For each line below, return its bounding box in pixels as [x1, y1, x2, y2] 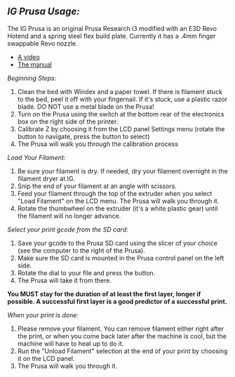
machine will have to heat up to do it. [17, 339, 124, 348]
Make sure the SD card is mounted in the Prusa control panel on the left [17, 253, 224, 262]
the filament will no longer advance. [17, 211, 121, 220]
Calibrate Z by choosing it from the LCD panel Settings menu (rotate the [17, 124, 225, 133]
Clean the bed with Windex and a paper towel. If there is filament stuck [17, 87, 223, 95]
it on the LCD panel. [17, 354, 75, 362]
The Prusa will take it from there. [17, 276, 112, 284]
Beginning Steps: [7, 74, 57, 82]
